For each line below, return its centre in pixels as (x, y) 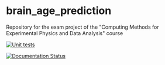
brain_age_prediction (59, 11)
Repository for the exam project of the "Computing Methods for (82, 27)
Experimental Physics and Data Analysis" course (65, 33)
